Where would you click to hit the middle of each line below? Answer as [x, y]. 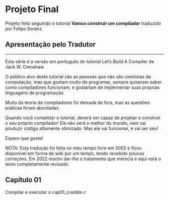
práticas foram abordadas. [33, 108]
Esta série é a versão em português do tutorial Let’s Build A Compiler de [80, 61]
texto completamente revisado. [37, 164]
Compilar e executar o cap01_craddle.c [46, 192]
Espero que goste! [24, 138]
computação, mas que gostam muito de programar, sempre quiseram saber [83, 82]
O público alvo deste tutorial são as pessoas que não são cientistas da [78, 76]
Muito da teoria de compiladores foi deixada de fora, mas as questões [77, 103]
